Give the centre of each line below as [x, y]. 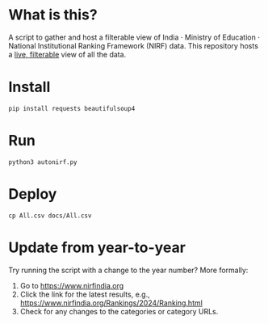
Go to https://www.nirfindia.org [72, 285]
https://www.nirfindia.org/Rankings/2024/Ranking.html [111, 303]
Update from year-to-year [97, 247]
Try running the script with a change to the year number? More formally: [128, 270]
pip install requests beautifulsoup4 [72, 108]
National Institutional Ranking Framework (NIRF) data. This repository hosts [133, 45]
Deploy [33, 194]
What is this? [53, 15]
